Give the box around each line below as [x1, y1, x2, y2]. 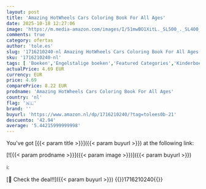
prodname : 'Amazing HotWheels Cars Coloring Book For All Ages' [6, 89, 174, 95]
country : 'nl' [6, 94, 43, 100]
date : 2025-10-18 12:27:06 [6, 20, 75, 26]
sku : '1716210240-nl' [6, 54, 62, 61]
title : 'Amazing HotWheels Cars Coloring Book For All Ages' [6, 15, 166, 21]
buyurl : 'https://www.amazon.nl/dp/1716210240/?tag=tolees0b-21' [6, 111, 177, 117]
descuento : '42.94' [6, 117, 56, 123]
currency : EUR [6, 72, 43, 78]
